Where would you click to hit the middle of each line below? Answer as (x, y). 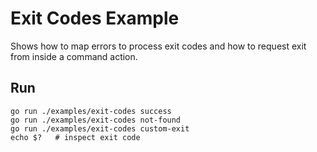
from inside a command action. (74, 56)
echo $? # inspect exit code (75, 137)
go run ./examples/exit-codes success (91, 111)
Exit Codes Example (95, 18)
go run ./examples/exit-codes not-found (96, 120)
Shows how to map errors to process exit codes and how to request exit (158, 46)
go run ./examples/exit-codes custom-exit (100, 128)
